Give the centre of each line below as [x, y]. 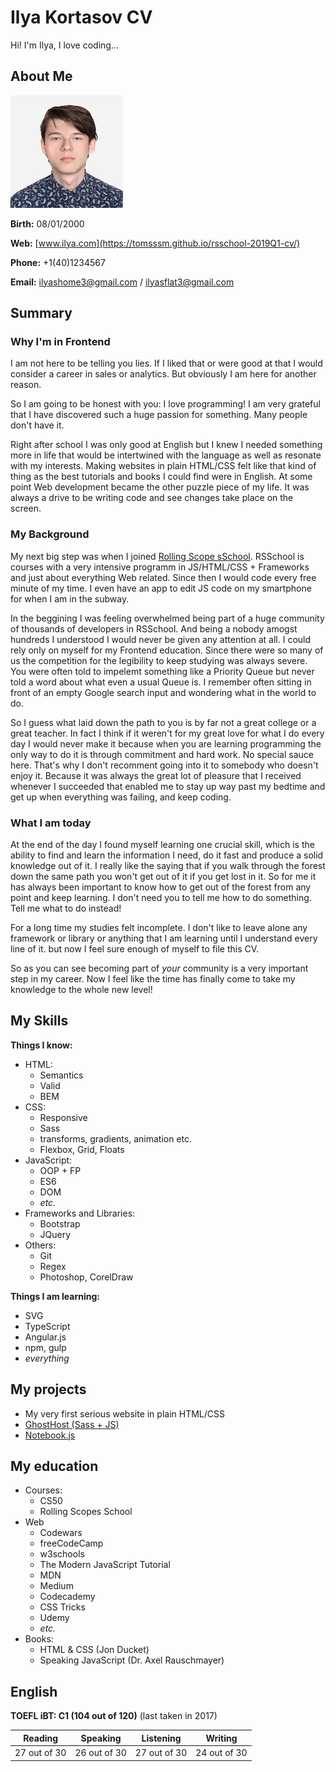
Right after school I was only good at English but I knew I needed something [166, 445]
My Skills [39, 1021]
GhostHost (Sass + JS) [72, 1424]
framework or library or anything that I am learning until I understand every [164, 938]
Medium [56, 1586]
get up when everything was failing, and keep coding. [121, 797]
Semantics [61, 1075]
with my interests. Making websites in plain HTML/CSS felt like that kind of [163, 466]
